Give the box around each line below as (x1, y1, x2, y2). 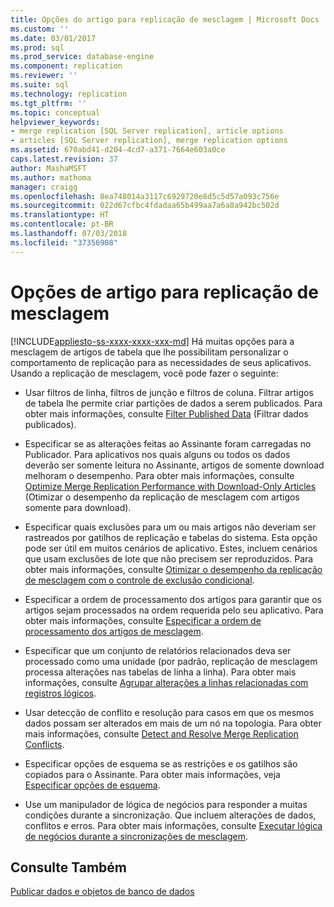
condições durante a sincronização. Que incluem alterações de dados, (24, 809, 317, 821)
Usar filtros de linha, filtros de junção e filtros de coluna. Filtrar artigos (24, 386, 314, 398)
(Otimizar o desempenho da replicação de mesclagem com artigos (24, 491, 300, 503)
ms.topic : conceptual (10, 107, 101, 118)
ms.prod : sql (10, 42, 65, 53)
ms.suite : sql (10, 80, 70, 90)
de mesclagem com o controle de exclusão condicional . (24, 574, 255, 586)
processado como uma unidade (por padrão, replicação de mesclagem (24, 655, 318, 667)
